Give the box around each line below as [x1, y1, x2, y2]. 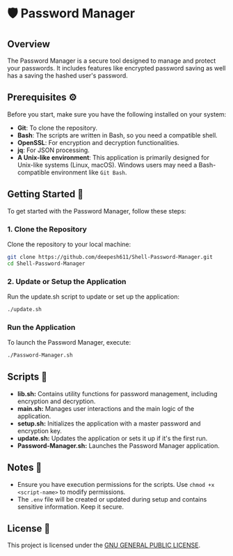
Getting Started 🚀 [7, 188, 84, 200]
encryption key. [17, 426, 63, 435]
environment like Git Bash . [51, 168, 127, 176]
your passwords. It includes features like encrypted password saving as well [7, 64, 226, 72]
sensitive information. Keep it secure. [17, 502, 124, 511]
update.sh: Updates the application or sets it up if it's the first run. [17, 434, 208, 442]
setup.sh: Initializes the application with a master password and [17, 419, 201, 428]
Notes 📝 [7, 462, 42, 474]
